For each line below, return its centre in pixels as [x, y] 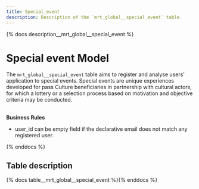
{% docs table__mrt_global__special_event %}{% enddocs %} [82, 180]
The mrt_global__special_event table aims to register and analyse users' [96, 74]
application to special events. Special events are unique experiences [90, 81]
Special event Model [57, 58]
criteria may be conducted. [39, 100]
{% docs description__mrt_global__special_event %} [70, 34]
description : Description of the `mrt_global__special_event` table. [94, 17]
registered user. [34, 136]
